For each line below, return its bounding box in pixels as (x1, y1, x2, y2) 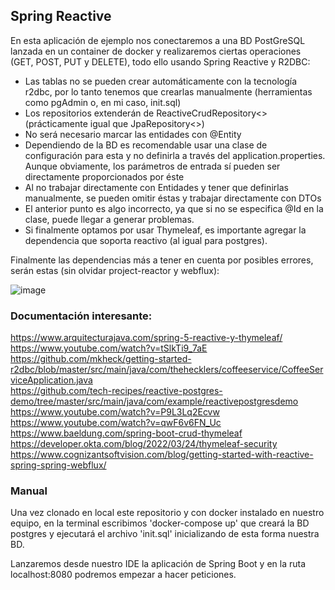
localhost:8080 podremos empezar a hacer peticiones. (10, 569, 237, 581)
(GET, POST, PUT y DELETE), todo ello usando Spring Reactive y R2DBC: (10, 55, 311, 68)
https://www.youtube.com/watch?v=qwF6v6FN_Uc (10, 417, 222, 429)
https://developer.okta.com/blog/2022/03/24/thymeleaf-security (10, 438, 278, 450)
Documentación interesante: (10, 309, 153, 323)
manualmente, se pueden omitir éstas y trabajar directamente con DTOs (24, 192, 322, 204)
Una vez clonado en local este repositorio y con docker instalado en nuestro (10, 507, 325, 519)
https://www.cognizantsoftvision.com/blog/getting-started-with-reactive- (10, 449, 314, 461)
